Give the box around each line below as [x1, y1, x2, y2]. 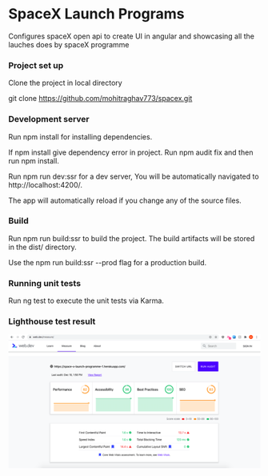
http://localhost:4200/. [8, 180, 82, 189]
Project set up [8, 59, 64, 71]
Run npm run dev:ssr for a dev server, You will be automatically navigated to [8, 171, 259, 181]
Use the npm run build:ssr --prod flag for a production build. [8, 257, 207, 267]
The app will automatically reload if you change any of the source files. [8, 196, 242, 205]
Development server [8, 114, 90, 125]
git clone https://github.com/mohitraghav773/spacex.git [8, 94, 193, 103]
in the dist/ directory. [8, 242, 78, 252]
